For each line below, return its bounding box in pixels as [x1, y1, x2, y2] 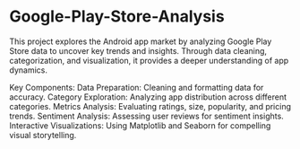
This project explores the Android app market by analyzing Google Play [9, 36, 272, 47]
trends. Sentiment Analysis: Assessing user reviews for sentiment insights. [9, 110, 284, 121]
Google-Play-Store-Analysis [9, 6, 226, 27]
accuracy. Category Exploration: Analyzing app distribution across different [9, 92, 287, 102]
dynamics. [9, 65, 47, 75]
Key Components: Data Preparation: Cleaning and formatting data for [9, 82, 264, 92]
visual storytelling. [9, 129, 77, 140]
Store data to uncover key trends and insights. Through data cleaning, [9, 45, 267, 56]
